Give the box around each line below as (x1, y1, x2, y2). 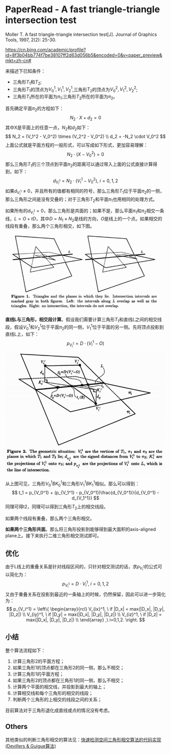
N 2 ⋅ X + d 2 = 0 (69, 114, 102, 122)
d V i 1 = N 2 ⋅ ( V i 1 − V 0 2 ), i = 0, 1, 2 (52, 177, 118, 186)
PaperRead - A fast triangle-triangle (5, 4, 160, 15)
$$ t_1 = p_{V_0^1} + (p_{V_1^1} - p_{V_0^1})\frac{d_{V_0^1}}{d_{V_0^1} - (12, 490, 159, 496)
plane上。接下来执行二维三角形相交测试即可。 (5, 533, 102, 539)
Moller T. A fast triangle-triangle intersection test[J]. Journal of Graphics (5, 31, 157, 37)
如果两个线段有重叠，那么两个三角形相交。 (5, 515, 95, 521)
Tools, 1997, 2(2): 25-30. (5, 37, 56, 43)
